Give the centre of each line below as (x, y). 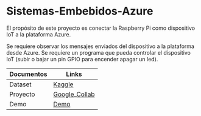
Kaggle (63, 84)
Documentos (28, 74)
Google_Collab (74, 94)
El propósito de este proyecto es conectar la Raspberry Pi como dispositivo (101, 28)
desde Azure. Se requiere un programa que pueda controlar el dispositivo (98, 52)
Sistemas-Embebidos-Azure (80, 11)
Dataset (20, 84)
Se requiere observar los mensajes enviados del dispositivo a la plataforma (100, 46)
